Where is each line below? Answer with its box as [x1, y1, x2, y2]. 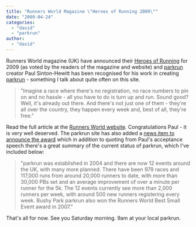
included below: [6, 148, 45, 155]
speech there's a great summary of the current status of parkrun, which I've [6, 142, 189, 149]
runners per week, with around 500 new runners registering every [20, 191, 180, 198]
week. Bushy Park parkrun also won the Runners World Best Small [20, 197, 180, 204]
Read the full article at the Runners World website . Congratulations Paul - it [6, 123, 187, 130]
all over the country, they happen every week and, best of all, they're [20, 106, 187, 113]
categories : [6, 19, 35, 25]
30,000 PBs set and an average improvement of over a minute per [20, 178, 180, 185]
